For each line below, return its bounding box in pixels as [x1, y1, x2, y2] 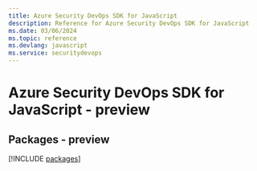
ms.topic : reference [8, 34, 78, 43]
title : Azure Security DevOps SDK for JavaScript [8, 11, 178, 20]
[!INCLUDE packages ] [8, 154, 81, 163]
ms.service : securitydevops [8, 49, 103, 57]
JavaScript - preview [8, 101, 151, 119]
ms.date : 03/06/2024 [8, 26, 78, 35]
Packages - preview [8, 132, 110, 146]
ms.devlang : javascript [8, 42, 88, 50]
